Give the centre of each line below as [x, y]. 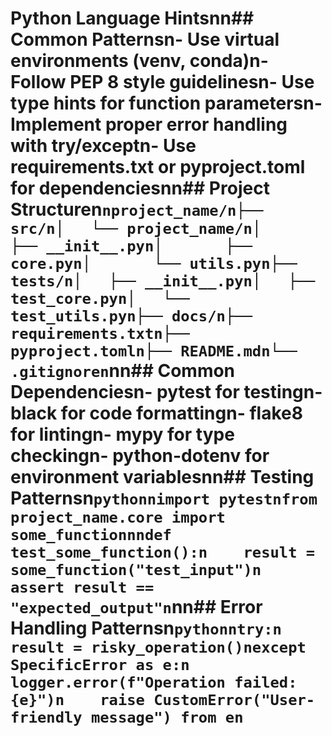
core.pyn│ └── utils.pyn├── [154, 264]
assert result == [82, 587]
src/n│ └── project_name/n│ [136, 229]
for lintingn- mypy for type [122, 434]
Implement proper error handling [149, 124]
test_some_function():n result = [163, 552]
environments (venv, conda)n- [139, 61]
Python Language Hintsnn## [132, 18]
